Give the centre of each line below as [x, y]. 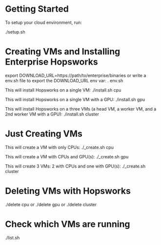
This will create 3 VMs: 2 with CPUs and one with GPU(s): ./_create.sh [75, 166]
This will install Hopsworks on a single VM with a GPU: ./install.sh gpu [75, 99]
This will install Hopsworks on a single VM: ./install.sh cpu [63, 90]
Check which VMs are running [68, 224]
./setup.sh [15, 32]
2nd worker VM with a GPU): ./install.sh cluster [52, 114]
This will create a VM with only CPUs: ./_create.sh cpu [59, 147]
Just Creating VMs [44, 134]
